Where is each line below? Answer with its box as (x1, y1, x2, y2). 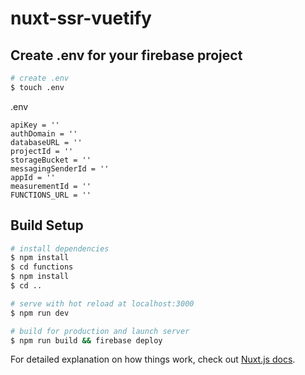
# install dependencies (10, 243, 110, 254)
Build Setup (10, 217, 84, 234)
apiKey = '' (10, 120, 60, 130)
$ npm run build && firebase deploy (10, 335, 163, 346)
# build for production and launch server (10, 326, 190, 336)
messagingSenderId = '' (10, 163, 110, 174)
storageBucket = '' (10, 155, 92, 165)
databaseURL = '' (10, 137, 83, 147)
